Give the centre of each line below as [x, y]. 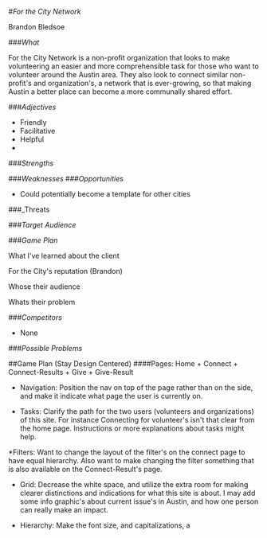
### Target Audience [42, 225]
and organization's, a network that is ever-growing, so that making [142, 83]
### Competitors [35, 317]
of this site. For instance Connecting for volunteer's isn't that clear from [137, 420]
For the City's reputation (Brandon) [66, 271]
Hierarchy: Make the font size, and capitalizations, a [105, 525]
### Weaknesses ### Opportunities [66, 179]
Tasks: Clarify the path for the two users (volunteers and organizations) [137, 411]
